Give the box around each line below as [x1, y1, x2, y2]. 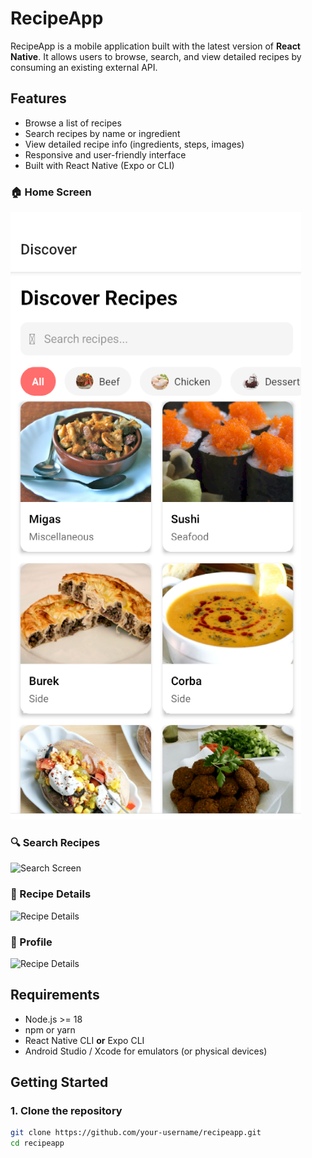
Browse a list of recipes [24, 117, 122, 129]
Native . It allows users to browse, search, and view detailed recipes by [10, 50, 302, 62]
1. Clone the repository [10, 1104, 123, 1118]
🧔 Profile [10, 935, 53, 949]
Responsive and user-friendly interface [24, 148, 187, 161]
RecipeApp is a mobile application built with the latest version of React [10, 40, 301, 52]
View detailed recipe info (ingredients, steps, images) [24, 138, 245, 150]
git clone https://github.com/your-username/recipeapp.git [10, 1128, 262, 1138]
